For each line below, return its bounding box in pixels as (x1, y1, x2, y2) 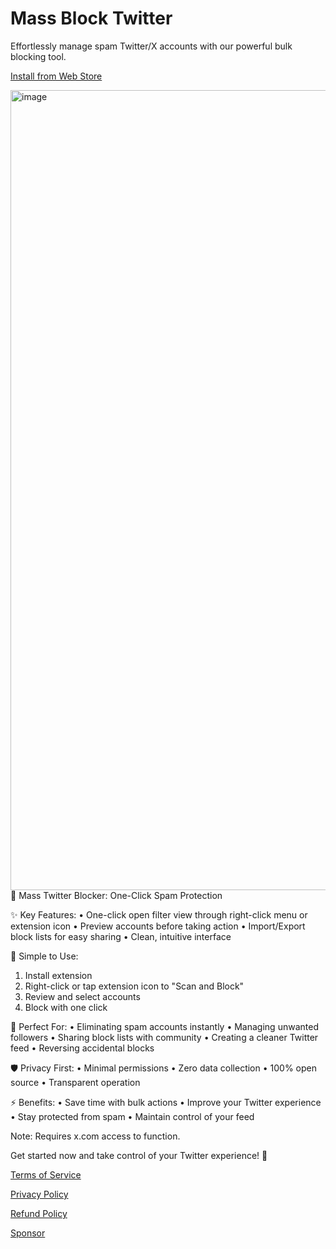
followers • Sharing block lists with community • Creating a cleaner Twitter (10, 1031, 319, 1043)
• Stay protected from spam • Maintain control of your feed (10, 1110, 255, 1122)
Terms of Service (10, 1168, 82, 1181)
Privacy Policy (10, 1188, 69, 1200)
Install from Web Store (10, 70, 103, 82)
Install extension (24, 969, 93, 981)
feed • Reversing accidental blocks (10, 1042, 155, 1054)
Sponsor (10, 1227, 46, 1239)
